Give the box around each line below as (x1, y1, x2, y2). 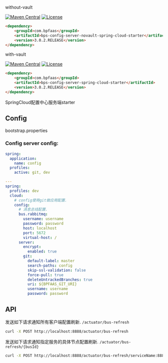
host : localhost (23, 225, 57, 230)
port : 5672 (23, 230, 46, 235)
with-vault (5, 51, 26, 57)
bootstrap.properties (5, 128, 48, 134)
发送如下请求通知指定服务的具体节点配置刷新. (5, 338, 99, 344)
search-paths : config (27, 263, 72, 268)
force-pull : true (27, 272, 64, 278)
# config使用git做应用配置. (14, 198, 67, 203)
